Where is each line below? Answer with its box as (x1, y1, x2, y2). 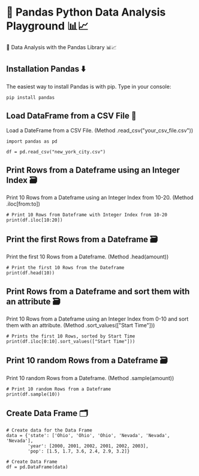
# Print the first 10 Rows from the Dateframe (6, 265, 125, 271)
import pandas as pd (6, 138, 58, 144)
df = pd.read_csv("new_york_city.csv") (6, 149, 106, 155)
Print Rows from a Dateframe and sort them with (6, 286, 190, 296)
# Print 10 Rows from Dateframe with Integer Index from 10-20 (6, 212, 168, 218)
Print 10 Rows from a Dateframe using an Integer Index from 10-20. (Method (6, 194, 194, 201)
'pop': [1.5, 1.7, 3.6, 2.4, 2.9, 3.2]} (28, 448, 130, 454)
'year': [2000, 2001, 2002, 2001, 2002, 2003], (28, 443, 149, 449)
